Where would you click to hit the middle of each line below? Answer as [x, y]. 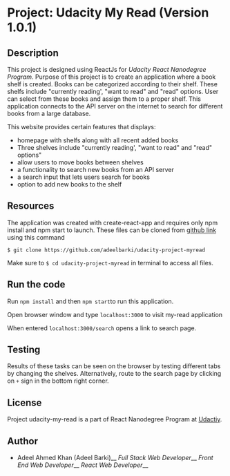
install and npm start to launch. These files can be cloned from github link [112, 230]
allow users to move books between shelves [80, 162]
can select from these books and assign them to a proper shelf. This [104, 99]
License [25, 402]
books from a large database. [49, 113]
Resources [31, 206]
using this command [36, 237]
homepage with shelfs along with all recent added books [98, 140]
